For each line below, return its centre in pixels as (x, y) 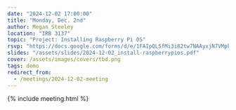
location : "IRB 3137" (39, 33)
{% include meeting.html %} (48, 99)
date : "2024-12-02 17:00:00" (50, 14)
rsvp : (15, 46)
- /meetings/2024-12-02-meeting (61, 79)
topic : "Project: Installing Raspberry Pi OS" (77, 40)
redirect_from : (29, 72)
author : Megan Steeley (40, 27)
